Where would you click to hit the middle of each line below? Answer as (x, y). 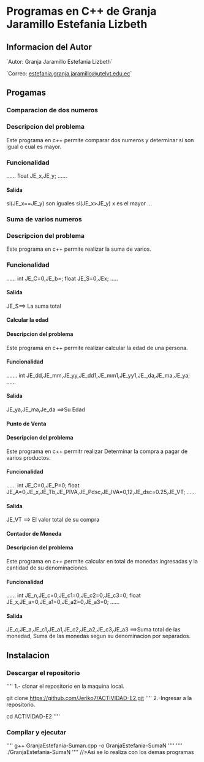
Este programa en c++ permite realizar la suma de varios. (79, 249)
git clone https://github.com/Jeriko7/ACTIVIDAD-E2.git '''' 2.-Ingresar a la (99, 698)
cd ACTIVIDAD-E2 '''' (33, 717)
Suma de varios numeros (44, 219)
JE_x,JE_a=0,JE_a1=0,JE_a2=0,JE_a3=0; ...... (63, 602)
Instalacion (28, 655)
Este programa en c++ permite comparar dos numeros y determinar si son (100, 140)
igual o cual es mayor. (34, 147)
